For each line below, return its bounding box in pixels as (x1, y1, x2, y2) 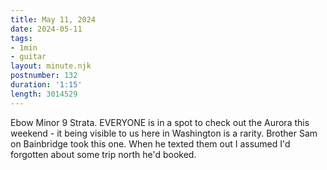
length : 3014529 (10, 89, 78, 99)
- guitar (10, 52, 47, 62)
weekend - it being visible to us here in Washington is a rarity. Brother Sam (10, 127, 318, 139)
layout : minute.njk (10, 61, 92, 71)
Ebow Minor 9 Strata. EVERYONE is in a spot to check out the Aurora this (10, 116, 310, 128)
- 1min (10, 42, 38, 53)
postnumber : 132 (10, 71, 78, 81)
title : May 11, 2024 (10, 14, 97, 25)
